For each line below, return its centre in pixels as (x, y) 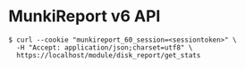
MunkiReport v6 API (84, 16)
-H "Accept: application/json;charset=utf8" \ (105, 47)
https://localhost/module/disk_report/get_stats (109, 55)
